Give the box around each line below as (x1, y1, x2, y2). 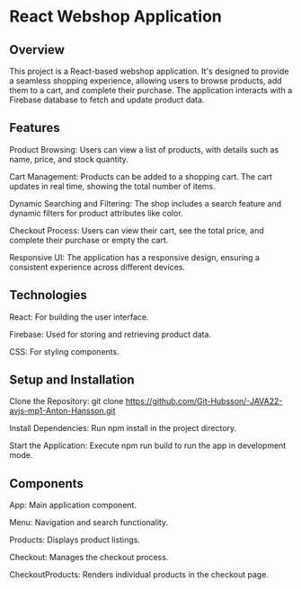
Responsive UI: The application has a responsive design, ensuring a (9, 251, 261, 262)
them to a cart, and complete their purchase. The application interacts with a (9, 85, 293, 95)
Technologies (9, 287, 88, 303)
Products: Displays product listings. (9, 534, 141, 545)
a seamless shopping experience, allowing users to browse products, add (9, 75, 282, 86)
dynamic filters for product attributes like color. (9, 207, 183, 218)
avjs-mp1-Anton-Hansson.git (9, 406, 116, 417)
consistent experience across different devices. (9, 261, 186, 272)
